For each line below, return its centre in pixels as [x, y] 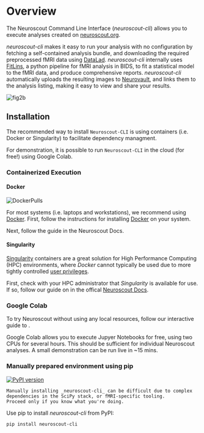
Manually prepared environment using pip [70, 366]
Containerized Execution [44, 172]
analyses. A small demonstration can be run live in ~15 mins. [82, 350]
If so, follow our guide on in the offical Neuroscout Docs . [77, 290]
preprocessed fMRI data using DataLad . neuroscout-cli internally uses [94, 59]
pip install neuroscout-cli [42, 424]
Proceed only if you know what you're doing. [65, 401]
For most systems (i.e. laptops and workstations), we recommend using [96, 212]
